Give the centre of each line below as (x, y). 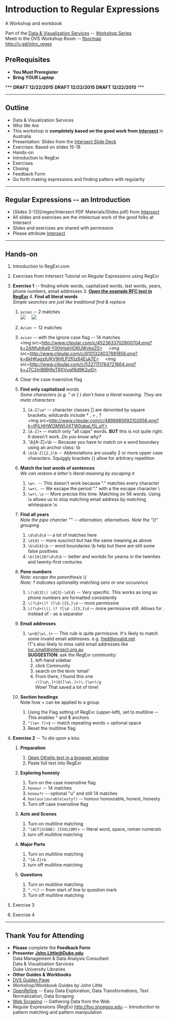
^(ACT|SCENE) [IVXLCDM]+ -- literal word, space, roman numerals (94, 829)
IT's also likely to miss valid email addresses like (78, 644)
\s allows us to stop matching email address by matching (87, 499)
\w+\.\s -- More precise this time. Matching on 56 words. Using (94, 494)
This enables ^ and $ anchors (58, 717)
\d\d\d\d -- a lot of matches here (62, 535)
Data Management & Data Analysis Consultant (60, 958)
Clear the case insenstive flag (51, 379)
